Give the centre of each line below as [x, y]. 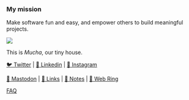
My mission [24, 9]
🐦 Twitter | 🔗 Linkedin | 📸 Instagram [52, 65]
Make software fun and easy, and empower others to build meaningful [95, 23]
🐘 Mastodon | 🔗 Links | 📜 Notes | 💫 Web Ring [62, 79]
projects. [17, 29]
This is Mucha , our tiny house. [44, 52]
